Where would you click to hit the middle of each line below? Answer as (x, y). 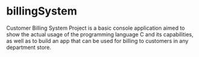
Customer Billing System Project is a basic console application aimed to (96, 28)
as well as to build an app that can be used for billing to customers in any (97, 41)
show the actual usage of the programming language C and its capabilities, (100, 34)
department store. (29, 47)
